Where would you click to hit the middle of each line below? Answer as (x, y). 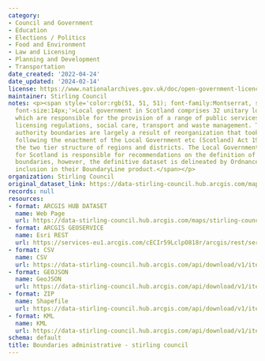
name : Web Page (40, 214)
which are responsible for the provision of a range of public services (137, 118)
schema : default (35, 338)
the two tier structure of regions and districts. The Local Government (137, 147)
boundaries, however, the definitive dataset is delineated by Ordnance (137, 162)
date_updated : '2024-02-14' (54, 81)
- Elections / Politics (47, 37)
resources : (26, 199)
